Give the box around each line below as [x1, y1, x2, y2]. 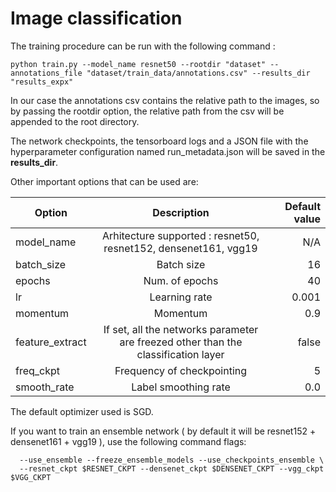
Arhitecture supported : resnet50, [101, 228, 260, 242]
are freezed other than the [119, 335, 243, 349]
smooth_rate [15, 380, 75, 394]
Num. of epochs [143, 273, 219, 287]
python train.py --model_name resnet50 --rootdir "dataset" [10, 59, 267, 69]
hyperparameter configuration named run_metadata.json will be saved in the [10, 145, 326, 157]
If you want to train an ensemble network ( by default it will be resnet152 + [10, 425, 317, 437]
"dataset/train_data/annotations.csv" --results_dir [86, 68, 311, 78]
